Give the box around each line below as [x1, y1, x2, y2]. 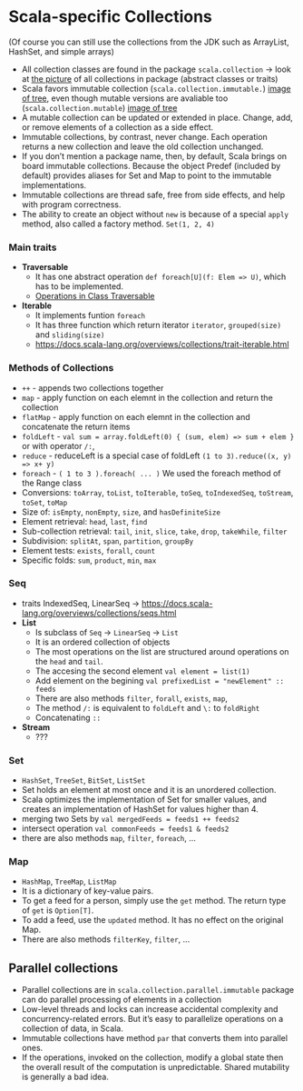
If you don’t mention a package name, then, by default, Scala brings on [21, 150, 288, 161]
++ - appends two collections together [21, 382, 164, 393]
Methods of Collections [8, 362, 114, 375]
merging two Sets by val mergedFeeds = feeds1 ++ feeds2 [21, 814, 239, 825]
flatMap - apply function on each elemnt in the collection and [21, 411, 250, 422]
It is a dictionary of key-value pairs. [21, 886, 154, 896]
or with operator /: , [21, 440, 95, 451]
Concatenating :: [34, 712, 102, 723]
